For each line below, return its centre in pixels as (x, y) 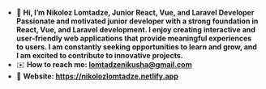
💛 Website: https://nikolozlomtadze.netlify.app (97, 76)
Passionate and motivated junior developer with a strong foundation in (137, 21)
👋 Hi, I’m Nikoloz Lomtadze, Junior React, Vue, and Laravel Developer (135, 13)
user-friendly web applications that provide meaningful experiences (134, 38)
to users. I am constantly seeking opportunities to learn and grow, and (137, 47)
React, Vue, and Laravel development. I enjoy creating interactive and (135, 30)
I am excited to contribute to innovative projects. (100, 55)
